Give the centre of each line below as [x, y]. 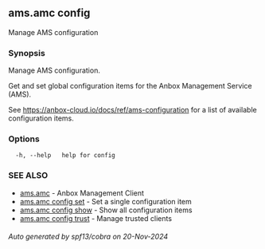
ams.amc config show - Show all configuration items [106, 210]
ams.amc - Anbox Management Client [82, 193]
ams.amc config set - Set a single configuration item [106, 201]
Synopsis [27, 53]
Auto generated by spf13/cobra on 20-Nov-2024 [88, 237]
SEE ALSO [28, 176]
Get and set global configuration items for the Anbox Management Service [130, 86]
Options [24, 139]
